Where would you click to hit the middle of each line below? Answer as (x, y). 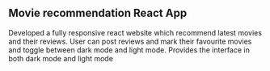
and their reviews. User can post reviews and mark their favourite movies (130, 41)
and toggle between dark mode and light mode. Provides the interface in (129, 50)
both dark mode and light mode (61, 58)
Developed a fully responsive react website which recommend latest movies (135, 32)
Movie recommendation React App (98, 13)
